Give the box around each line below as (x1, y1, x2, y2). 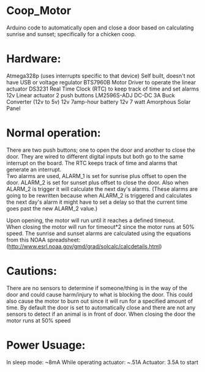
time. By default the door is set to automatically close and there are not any (6, 303, 196, 311)
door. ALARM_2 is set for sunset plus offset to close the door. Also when (6, 179, 188, 186)
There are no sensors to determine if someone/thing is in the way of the (6, 284, 188, 291)
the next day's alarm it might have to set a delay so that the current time (6, 198, 188, 206)
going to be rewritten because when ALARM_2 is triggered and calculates (6, 192, 192, 199)
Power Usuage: (6, 338, 86, 352)
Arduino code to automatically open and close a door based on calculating (6, 24, 194, 31)
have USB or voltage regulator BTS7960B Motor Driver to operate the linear (6, 78, 196, 86)
